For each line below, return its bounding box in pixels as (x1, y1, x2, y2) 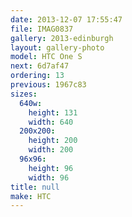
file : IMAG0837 (10, 24, 74, 34)
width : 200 (28, 145, 74, 155)
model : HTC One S (10, 52, 83, 62)
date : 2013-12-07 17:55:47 (10, 14, 123, 25)
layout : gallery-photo (10, 42, 105, 53)
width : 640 (28, 117, 74, 127)
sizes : (10, 89, 38, 99)
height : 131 (28, 107, 78, 118)
